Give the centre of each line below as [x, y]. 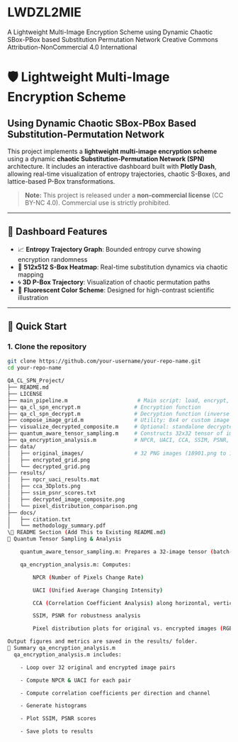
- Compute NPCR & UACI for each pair [76, 680]
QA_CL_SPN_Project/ [36, 381]
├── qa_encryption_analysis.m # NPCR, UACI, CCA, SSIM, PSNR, [119, 441]
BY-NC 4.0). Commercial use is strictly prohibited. [97, 202]
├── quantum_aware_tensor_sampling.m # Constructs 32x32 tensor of [115, 433]
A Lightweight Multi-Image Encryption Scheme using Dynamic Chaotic [110, 32]
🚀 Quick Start [37, 327]
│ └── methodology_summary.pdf [57, 526]
